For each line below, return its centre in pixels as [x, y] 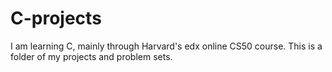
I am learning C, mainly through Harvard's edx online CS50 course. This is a [166, 46]
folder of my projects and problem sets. [91, 56]
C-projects [56, 18]
